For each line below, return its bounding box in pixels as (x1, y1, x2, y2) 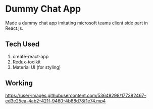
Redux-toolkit (12, 59, 41, 65)
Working (5, 79, 33, 88)
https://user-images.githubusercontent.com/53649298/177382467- (5, 92, 146, 98)
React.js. (5, 25, 24, 31)
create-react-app (12, 53, 49, 59)
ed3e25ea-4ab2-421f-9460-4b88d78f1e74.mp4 (5, 97, 106, 104)
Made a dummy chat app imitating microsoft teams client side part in (5, 20, 148, 26)
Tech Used (5, 40, 40, 49)
